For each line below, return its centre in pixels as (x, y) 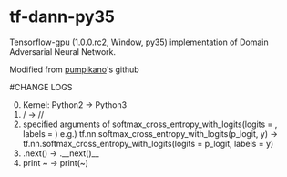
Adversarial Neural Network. (63, 51)
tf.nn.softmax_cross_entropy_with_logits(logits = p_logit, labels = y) (148, 143)
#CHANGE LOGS (41, 87)
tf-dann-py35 (62, 17)
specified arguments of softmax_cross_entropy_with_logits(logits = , (150, 124)
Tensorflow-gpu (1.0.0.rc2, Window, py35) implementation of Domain (139, 42)
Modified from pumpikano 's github (74, 69)
